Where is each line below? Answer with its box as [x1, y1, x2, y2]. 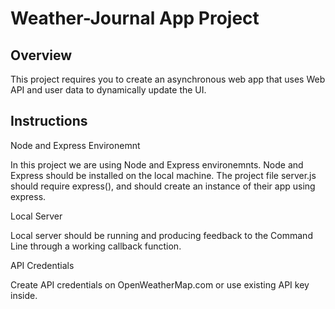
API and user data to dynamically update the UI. [10, 84, 207, 96]
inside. [10, 289, 38, 301]
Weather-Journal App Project [10, 7, 260, 30]
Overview [10, 47, 73, 64]
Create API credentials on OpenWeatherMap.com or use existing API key [10, 278, 310, 291]
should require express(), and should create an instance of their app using [10, 180, 316, 192]
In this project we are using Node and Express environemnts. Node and [10, 158, 304, 171]
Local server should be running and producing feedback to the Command [10, 229, 313, 241]
